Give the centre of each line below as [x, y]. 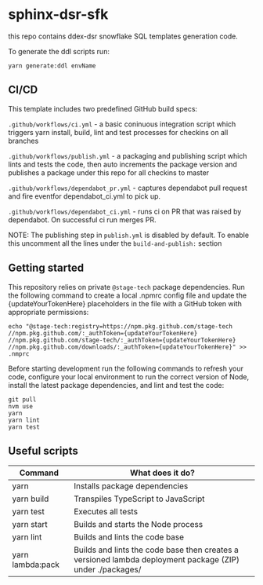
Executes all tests [106, 512]
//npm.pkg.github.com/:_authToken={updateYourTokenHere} [103, 333]
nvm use [21, 406]
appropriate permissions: [49, 312]
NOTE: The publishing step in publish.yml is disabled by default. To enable [128, 235]
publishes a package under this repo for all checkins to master [109, 172]
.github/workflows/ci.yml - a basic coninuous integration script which [122, 124]
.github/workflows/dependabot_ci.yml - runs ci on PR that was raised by [125, 211]
